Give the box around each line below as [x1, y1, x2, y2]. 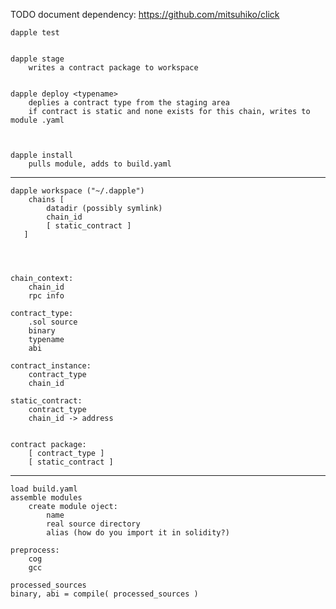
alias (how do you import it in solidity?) [46, 528, 230, 538]
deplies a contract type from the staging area [28, 98, 230, 108]
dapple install [10, 150, 74, 160]
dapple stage [10, 54, 65, 64]
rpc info [28, 291, 65, 301]
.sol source [28, 317, 78, 327]
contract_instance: [10, 361, 92, 371]
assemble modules [10, 493, 83, 503]
